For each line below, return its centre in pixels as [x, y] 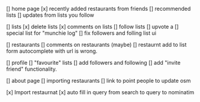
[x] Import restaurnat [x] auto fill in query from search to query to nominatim [100, 92]
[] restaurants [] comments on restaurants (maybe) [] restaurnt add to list [96, 45]
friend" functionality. [32, 69]
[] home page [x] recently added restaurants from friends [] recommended [98, 9]
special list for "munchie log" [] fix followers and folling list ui [81, 33]
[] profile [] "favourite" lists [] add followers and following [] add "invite [93, 63]
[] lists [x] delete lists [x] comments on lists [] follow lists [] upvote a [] [92, 27]
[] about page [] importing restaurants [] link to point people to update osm [98, 81]
